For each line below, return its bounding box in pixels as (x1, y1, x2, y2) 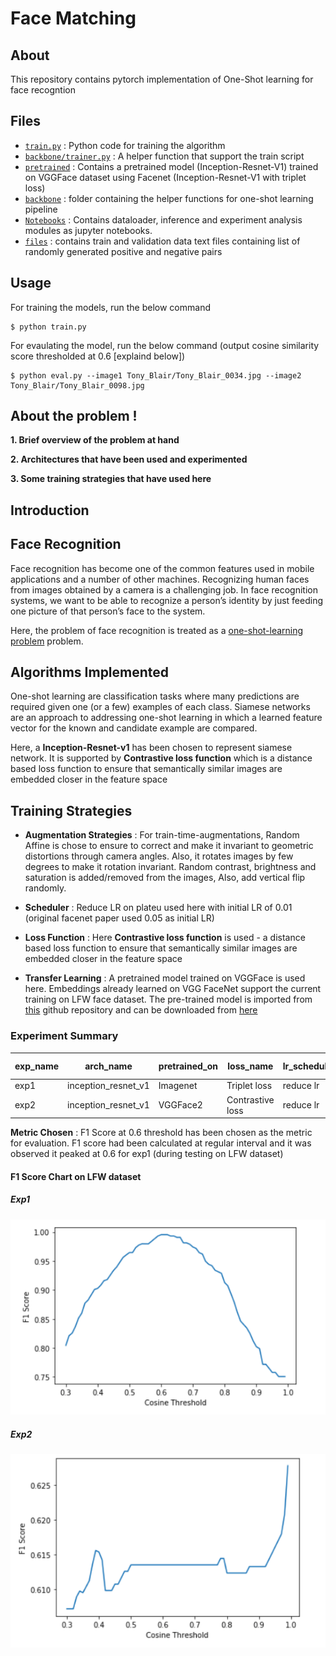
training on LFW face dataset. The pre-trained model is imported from (24, 993, 313, 1006)
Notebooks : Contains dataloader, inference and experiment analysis (24, 213, 303, 226)
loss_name (227, 1060, 274, 1072)
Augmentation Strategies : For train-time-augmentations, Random (24, 829, 300, 841)
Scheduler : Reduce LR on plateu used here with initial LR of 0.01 (24, 902, 293, 914)
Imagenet (158, 1080, 198, 1092)
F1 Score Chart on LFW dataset (10, 1170, 142, 1182)
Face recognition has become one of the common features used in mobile (10, 562, 315, 574)
